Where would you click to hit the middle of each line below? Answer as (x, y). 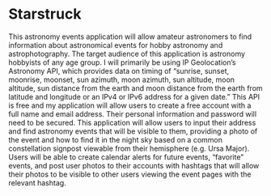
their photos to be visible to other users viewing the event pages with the (130, 174)
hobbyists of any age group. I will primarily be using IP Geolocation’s (122, 62)
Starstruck (45, 14)
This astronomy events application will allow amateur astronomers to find (130, 36)
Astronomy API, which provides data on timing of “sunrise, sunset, (119, 70)
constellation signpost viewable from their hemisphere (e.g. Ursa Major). (129, 148)
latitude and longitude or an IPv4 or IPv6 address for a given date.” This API (134, 96)
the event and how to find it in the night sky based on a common (115, 139)
